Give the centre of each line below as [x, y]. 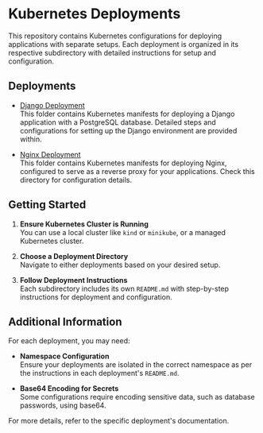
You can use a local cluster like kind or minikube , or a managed [123, 232]
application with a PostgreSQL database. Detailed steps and [118, 122]
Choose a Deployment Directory [74, 256]
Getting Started [47, 205]
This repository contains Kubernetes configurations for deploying [115, 36]
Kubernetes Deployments [95, 14]
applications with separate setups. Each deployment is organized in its [124, 44]
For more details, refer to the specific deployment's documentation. [119, 421]
